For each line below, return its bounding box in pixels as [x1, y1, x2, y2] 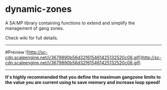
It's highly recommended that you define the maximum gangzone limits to [5, 74, 161, 80]
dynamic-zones [5, 3, 72, 15]
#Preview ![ [5, 49, 29, 55]
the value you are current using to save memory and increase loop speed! [5, 79, 161, 85]
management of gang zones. [5, 25, 64, 31]
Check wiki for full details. [5, 35, 59, 41]
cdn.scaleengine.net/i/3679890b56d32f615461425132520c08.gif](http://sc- [5, 54, 162, 60]
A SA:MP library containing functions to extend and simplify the [5, 20, 135, 26]
